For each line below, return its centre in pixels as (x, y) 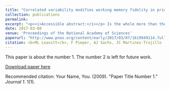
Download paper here (28, 66)
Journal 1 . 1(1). (20, 81)
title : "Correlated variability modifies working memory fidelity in (80, 10)
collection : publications (32, 15)
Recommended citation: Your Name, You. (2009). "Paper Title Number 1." (81, 76)
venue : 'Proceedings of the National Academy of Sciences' (69, 33)
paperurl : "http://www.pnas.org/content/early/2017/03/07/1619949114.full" (87, 38)
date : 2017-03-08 (24, 29)
